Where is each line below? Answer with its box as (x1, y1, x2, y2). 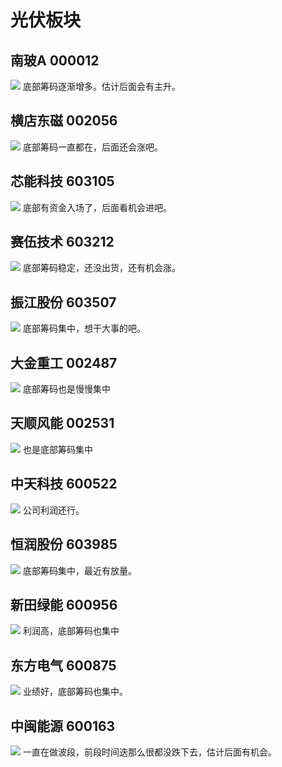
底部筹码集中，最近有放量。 (22, 564, 137, 576)
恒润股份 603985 (10, 536, 118, 553)
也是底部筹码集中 (22, 443, 93, 455)
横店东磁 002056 (10, 112, 118, 130)
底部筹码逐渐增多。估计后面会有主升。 (22, 81, 181, 92)
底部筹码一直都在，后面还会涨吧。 (22, 141, 163, 153)
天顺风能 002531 (10, 415, 115, 432)
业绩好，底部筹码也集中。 (22, 686, 128, 698)
